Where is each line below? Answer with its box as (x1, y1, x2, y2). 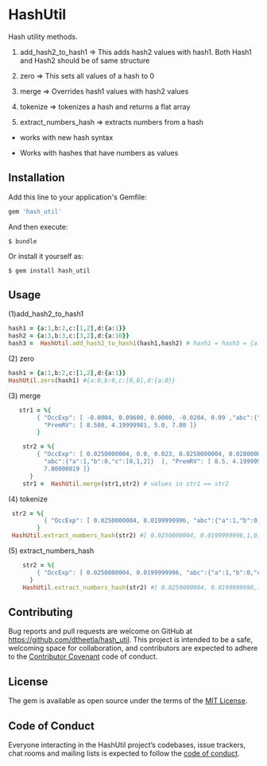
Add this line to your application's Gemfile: (8, 192, 147, 202)
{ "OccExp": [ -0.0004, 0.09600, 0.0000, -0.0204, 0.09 (37, 413, 226, 422)
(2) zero (8, 354, 34, 363)
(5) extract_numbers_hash (8, 546, 95, 555)
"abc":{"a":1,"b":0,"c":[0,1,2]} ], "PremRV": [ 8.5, (43, 458, 229, 466)
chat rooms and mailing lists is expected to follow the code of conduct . (8, 749, 240, 758)
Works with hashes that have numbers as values (19, 148, 179, 157)
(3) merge (8, 391, 41, 400)
